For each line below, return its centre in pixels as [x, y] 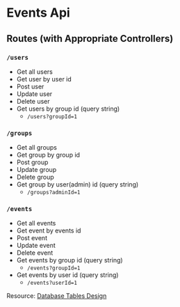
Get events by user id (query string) [67, 275]
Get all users [34, 72]
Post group [32, 162]
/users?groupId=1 [52, 116]
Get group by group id [48, 155]
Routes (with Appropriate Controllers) [90, 39]
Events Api [38, 13]
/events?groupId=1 [54, 268]
